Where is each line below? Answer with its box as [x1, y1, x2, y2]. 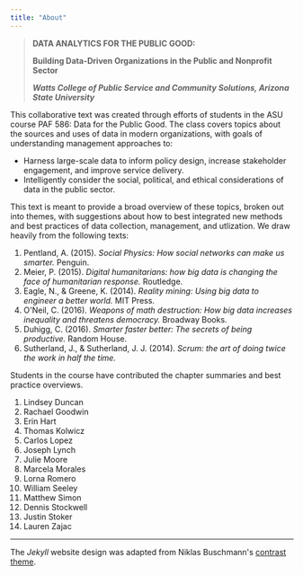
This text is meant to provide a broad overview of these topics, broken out [10, 201, 284, 212]
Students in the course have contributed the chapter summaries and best [10, 369, 281, 380]
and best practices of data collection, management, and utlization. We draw [10, 220, 290, 231]
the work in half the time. [22, 352, 116, 363]
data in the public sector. [22, 183, 116, 194]
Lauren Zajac [22, 520, 73, 531]
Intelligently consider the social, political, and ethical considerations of [22, 174, 284, 185]
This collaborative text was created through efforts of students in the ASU [10, 109, 284, 119]
